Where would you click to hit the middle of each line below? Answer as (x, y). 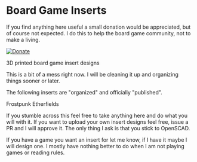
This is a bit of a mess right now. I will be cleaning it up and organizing (93, 74)
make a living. (23, 39)
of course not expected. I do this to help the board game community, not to (98, 33)
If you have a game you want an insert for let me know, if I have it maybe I (97, 140)
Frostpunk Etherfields (33, 104)
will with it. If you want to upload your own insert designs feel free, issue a (97, 122)
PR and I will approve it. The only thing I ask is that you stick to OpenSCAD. (98, 128)
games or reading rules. (36, 152)
